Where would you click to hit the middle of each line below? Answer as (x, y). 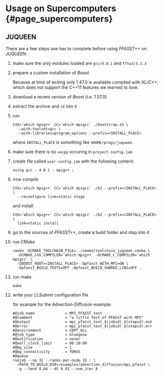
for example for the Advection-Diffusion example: (62, 304)
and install (23, 206)
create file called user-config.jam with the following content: (73, 161)
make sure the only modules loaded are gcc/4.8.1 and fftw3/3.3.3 (80, 63)
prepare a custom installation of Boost (51, 73)
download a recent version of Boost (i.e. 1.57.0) (60, 97)
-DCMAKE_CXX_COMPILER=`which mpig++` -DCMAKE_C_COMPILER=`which (84, 255)
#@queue (20, 356)
